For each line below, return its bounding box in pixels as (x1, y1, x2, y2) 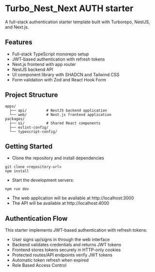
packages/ (5, 116, 25, 121)
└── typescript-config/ (9, 129, 57, 134)
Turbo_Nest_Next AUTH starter (5, 3, 134, 14)
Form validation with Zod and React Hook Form (12, 77, 107, 82)
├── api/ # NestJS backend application (9, 108, 108, 113)
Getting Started (5, 142, 53, 150)
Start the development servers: (12, 177, 74, 183)
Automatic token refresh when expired (12, 257, 89, 263)
